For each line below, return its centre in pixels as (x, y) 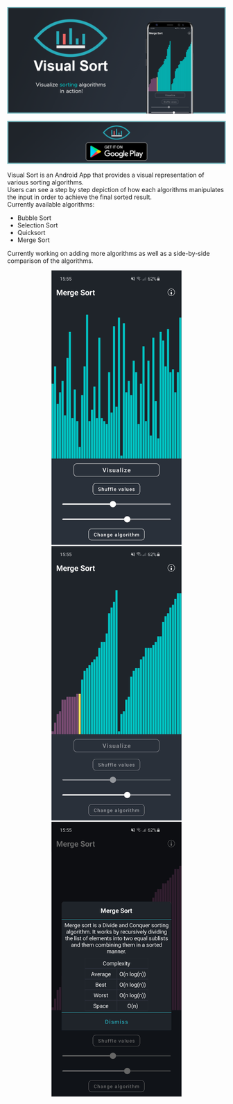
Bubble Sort (34, 218)
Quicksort (31, 232)
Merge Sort (33, 240)
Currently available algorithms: (51, 204)
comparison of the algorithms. (50, 261)
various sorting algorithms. (46, 182)
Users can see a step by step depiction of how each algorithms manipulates (115, 189)
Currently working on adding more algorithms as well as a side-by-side (109, 253)
